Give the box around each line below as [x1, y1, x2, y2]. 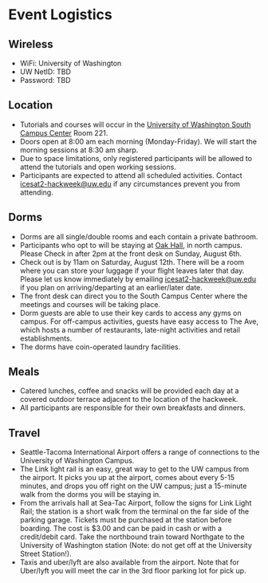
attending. [19, 187, 53, 197]
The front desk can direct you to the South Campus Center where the [19, 291, 248, 301]
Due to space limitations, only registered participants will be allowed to [19, 153, 253, 163]
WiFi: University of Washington [19, 58, 122, 68]
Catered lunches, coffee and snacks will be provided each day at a [19, 386, 239, 396]
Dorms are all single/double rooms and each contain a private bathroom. [19, 231, 258, 241]
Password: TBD [19, 76, 71, 85]
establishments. [19, 333, 73, 343]
